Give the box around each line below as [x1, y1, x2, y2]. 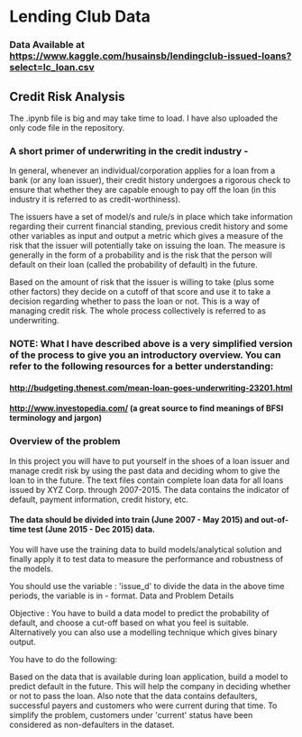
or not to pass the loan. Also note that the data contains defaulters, [9, 690, 258, 701]
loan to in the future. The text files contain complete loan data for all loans [9, 475, 284, 486]
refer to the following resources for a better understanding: [9, 360, 274, 373]
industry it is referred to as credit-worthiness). [9, 194, 181, 205]
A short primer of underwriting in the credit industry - [9, 144, 249, 157]
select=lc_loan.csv [9, 61, 95, 74]
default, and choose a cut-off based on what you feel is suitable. [9, 617, 250, 628]
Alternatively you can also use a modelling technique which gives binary [9, 626, 278, 637]
